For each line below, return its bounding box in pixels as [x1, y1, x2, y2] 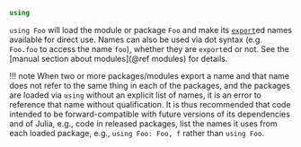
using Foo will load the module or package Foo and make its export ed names [9, 24, 292, 35]
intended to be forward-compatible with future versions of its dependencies [9, 108, 290, 119]
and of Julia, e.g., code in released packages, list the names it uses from [9, 117, 278, 129]
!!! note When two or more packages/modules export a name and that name [9, 70, 290, 81]
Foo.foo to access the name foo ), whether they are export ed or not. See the [9, 43, 289, 54]
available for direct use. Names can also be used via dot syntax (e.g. [9, 34, 263, 45]
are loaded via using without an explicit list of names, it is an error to [9, 90, 262, 100]
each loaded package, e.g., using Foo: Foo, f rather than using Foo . [9, 127, 265, 138]
